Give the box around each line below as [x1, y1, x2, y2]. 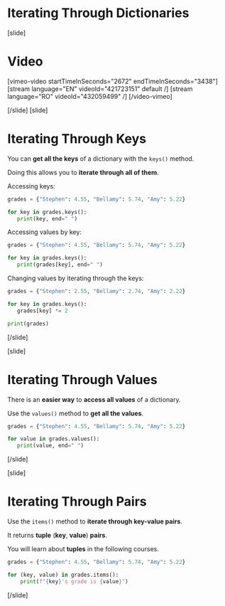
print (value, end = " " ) [16, 442, 84, 450]
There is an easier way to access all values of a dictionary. [7, 395, 181, 403]
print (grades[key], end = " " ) [16, 261, 103, 268]
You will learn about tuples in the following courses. [7, 545, 160, 553]
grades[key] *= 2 [16, 307, 69, 314]
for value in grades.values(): [7, 435, 100, 442]
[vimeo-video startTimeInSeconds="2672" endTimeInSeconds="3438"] [7, 77, 219, 85]
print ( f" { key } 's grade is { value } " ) [20, 578, 129, 585]
